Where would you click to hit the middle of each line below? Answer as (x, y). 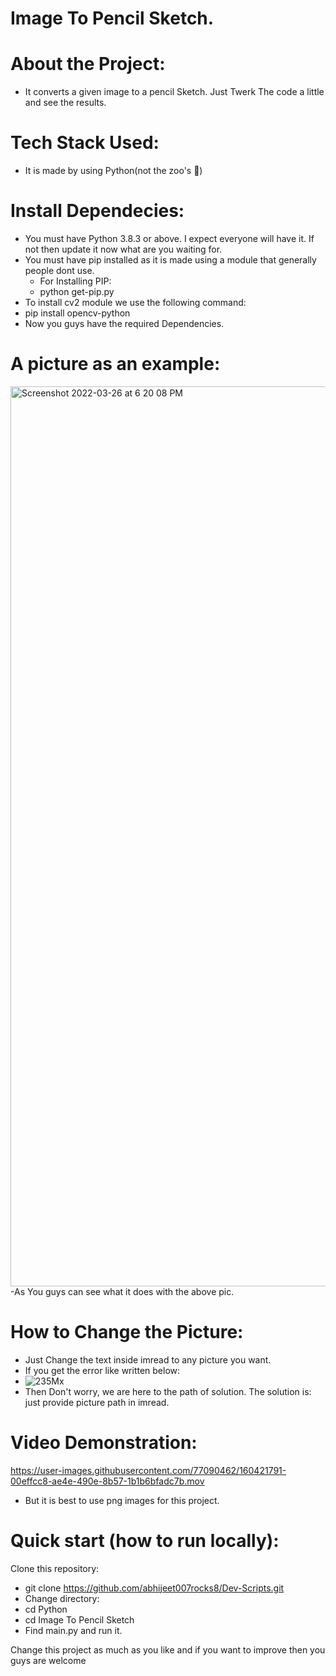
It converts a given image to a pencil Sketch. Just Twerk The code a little (174, 92)
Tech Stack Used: (85, 143)
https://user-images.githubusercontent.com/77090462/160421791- (148, 1470)
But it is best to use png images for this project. (122, 1500)
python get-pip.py (77, 291)
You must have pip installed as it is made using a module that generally (170, 260)
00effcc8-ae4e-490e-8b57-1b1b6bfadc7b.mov (107, 1481)
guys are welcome (48, 1660)
